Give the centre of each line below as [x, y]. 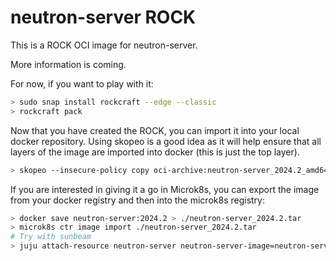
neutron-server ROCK [103, 17]
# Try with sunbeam [51, 237]
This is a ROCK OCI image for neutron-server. [104, 45]
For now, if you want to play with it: [82, 83]
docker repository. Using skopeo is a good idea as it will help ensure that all [166, 141]
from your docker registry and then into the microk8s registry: [137, 200]
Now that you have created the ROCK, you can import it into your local [155, 130]
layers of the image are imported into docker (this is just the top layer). [155, 152]
